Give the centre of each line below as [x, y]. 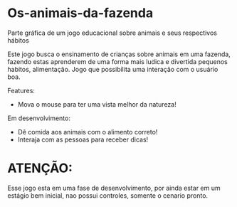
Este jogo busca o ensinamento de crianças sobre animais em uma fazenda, [119, 54]
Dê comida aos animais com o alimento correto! [88, 132]
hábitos [19, 40]
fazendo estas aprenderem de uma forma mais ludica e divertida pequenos [117, 61]
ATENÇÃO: [40, 168]
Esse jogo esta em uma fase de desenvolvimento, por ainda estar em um [114, 188]
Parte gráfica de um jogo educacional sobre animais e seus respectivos [112, 33]
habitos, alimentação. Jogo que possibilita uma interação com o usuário [113, 69]
